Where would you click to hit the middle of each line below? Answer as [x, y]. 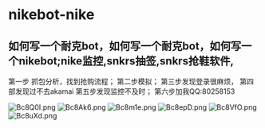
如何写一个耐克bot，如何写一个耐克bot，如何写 [125, 46]
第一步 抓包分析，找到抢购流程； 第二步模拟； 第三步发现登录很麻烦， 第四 [131, 81]
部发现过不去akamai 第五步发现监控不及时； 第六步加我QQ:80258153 [122, 91]
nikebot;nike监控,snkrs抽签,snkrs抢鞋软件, [126, 61]
